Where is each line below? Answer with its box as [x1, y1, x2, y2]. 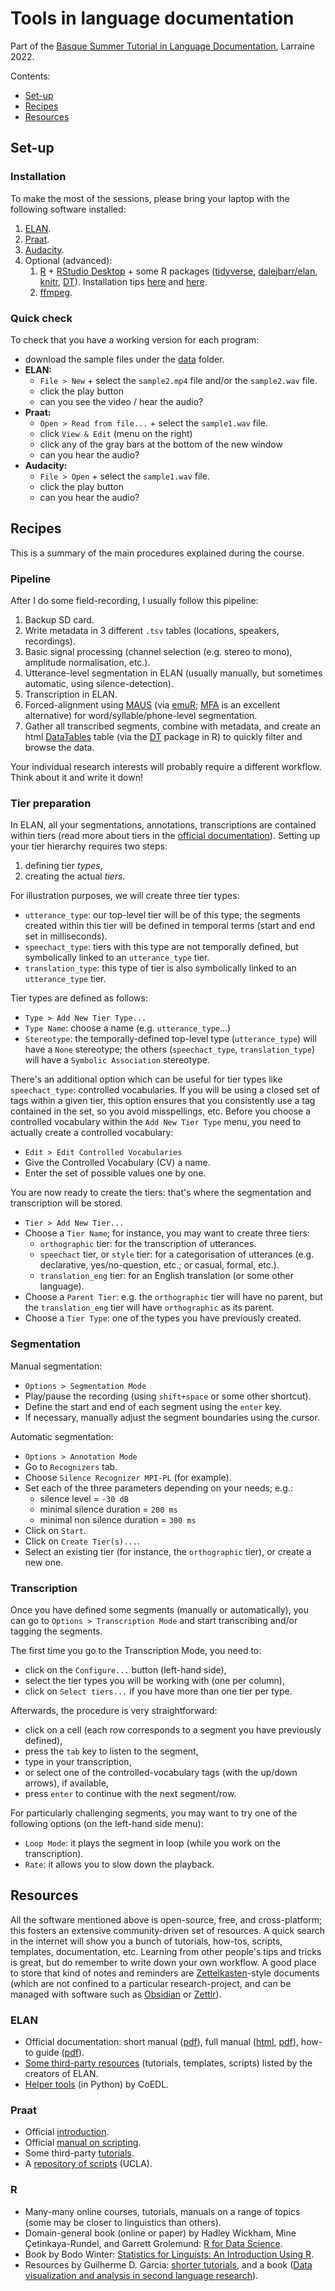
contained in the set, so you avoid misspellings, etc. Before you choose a [10, 1105, 312, 1117]
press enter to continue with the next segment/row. [24, 1787, 237, 1799]
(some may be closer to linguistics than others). [24, 2216, 222, 2228]
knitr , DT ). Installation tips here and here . [39, 275, 208, 287]
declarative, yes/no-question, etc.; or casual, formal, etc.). [39, 1259, 280, 1271]
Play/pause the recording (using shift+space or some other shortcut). [24, 1390, 312, 1402]
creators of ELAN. [24, 2068, 99, 2080]
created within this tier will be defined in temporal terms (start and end [24, 920, 316, 932]
